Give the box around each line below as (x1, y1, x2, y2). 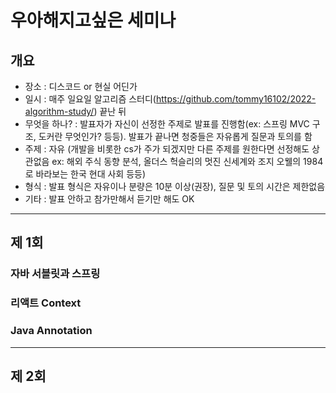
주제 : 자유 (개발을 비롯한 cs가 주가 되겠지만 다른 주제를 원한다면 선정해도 (24, 143, 310, 155)
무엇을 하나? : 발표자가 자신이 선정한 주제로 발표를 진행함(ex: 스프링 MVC (24, 118, 310, 130)
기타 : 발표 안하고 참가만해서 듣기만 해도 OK (24, 193, 195, 205)
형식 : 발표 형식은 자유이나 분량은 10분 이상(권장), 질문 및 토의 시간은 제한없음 (24, 181, 326, 192)
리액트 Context (10, 296, 82, 310)
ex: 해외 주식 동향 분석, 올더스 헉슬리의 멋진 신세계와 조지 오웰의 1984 (51, 156, 324, 167)
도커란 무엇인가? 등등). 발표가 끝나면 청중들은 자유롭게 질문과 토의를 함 (38, 131, 313, 142)
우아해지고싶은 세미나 (10, 9, 177, 32)
